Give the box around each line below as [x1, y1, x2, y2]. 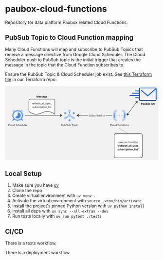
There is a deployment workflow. [5, 250, 71, 255]
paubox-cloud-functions [5, 3, 107, 15]
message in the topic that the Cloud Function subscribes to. [5, 62, 125, 67]
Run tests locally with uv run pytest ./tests [12, 213, 102, 219]
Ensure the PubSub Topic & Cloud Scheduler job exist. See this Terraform [5, 71, 152, 77]
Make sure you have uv [12, 182, 59, 188]
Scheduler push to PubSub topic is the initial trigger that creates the [5, 57, 141, 63]
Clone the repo [12, 188, 42, 194]
